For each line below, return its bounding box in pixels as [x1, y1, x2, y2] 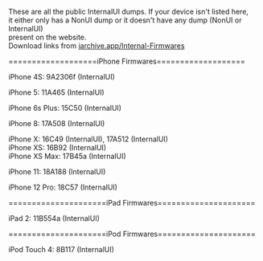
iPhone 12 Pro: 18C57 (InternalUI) [8, 182, 118, 192]
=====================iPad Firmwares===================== [8, 198, 256, 207]
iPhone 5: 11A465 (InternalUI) [8, 88, 105, 97]
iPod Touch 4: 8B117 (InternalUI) [8, 245, 115, 254]
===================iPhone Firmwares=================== [8, 56, 245, 66]
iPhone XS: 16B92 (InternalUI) [8, 143, 107, 152]
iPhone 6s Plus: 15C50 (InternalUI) [8, 104, 122, 112]
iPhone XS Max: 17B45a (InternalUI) [8, 152, 126, 161]
